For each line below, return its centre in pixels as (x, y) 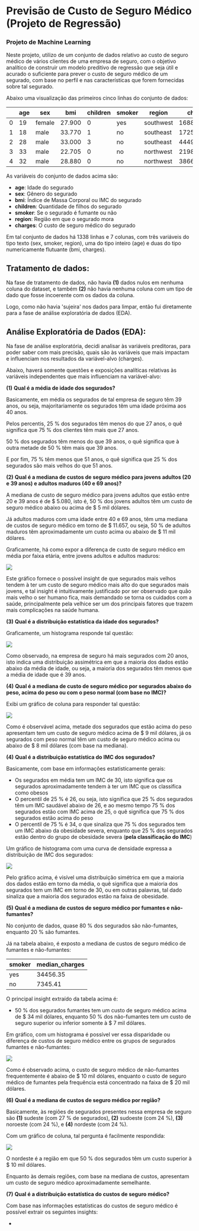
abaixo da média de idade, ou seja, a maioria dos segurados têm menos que (99, 668)
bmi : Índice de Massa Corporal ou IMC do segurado (78, 200)
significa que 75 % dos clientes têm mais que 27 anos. (73, 430)
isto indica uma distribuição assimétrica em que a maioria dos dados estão (97, 662)
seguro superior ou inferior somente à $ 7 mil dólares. (80, 1023)
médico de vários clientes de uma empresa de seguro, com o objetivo (91, 61)
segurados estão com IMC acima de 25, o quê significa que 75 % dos (99, 812)
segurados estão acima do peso (54, 818)
